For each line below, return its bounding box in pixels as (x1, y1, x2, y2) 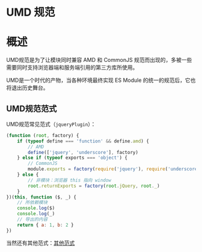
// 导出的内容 (17, 217, 48, 223)
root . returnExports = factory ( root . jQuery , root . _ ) (28, 183, 161, 189)
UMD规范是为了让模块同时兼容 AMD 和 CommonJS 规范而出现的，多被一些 (6, 57, 192, 64)
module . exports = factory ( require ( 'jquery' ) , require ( (28, 166, 168, 172)
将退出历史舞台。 (6, 84, 49, 91)
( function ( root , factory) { (6, 132, 79, 138)
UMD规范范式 (6, 103, 57, 114)
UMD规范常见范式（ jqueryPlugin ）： (6, 120, 96, 128)
